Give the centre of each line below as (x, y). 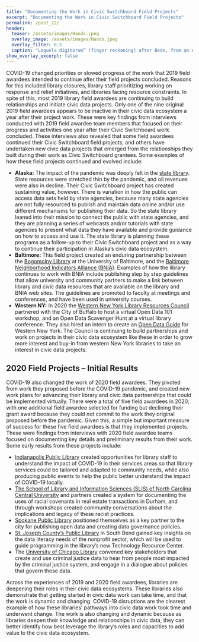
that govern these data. (43, 571)
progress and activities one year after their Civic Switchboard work (88, 130)
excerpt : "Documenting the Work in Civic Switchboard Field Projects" (95, 17)
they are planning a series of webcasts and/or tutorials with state (94, 223)
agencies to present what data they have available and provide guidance (103, 229)
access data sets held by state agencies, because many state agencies (102, 198)
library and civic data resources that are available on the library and (97, 287)
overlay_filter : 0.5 (37, 45)
